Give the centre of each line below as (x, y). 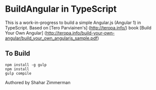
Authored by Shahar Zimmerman (38, 82)
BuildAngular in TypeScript (61, 9)
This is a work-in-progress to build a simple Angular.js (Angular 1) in (73, 22)
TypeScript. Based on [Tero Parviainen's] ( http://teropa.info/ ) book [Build (78, 27)
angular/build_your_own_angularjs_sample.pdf (51, 38)
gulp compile (18, 73)
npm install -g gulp (26, 65)
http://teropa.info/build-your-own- (80, 33)
